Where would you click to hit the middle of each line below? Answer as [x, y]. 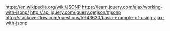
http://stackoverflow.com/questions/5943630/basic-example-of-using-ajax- [85, 18]
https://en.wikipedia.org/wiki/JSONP [43, 7]
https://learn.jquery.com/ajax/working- [122, 7]
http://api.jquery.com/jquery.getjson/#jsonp [76, 12]
